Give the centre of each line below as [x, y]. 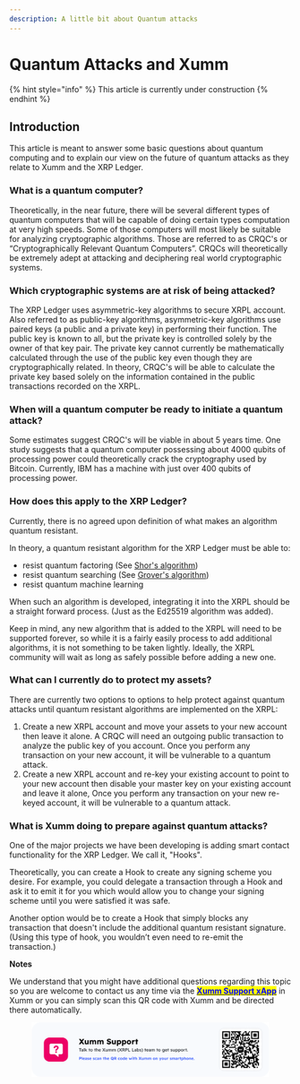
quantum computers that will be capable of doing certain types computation [150, 219]
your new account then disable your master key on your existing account [157, 783]
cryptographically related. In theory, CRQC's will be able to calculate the [142, 366]
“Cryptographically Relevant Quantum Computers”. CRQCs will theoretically [149, 248]
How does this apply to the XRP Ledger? [99, 502]
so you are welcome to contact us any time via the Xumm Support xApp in [147, 991]
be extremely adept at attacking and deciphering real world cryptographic [146, 258]
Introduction [45, 127]
